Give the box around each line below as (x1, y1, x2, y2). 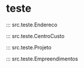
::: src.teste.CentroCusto (6, 32, 65, 39)
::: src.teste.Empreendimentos (6, 55, 78, 62)
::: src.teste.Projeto (6, 43, 51, 51)
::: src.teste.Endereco (6, 21, 58, 28)
